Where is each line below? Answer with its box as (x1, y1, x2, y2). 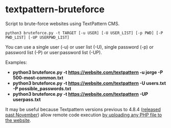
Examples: (5, 59, 27, 65)
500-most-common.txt (12, 74, 64, 80)
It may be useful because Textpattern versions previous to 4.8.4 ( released (5, 106, 161, 112)
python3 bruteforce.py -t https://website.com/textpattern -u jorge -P (12, 69, 163, 75)
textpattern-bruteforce (5, 4, 105, 15)
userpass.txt (12, 96, 41, 102)
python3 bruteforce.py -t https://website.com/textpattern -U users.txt (12, 80, 166, 86)
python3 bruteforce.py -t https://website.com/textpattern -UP (12, 91, 149, 97)
